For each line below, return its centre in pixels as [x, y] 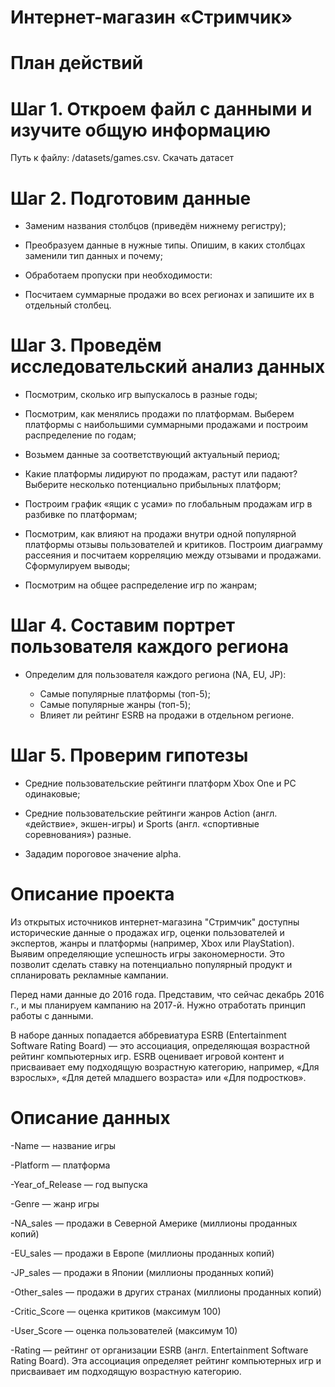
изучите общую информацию [140, 130]
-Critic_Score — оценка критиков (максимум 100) [116, 1311]
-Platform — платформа [60, 1165]
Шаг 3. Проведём [86, 345]
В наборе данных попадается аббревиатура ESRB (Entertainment [148, 1035]
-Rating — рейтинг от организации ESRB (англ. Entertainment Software [159, 1350]
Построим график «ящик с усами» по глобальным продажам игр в [168, 504]
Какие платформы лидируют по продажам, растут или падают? [161, 474]
